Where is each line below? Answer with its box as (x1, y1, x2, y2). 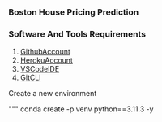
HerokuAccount (19, 55, 73, 65)
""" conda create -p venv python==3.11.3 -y (8, 104, 154, 114)
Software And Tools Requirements (8, 28, 147, 39)
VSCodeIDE (19, 64, 60, 74)
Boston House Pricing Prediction (8, 7, 139, 18)
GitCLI (19, 72, 42, 83)
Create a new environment (8, 89, 97, 98)
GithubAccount (19, 47, 71, 57)
